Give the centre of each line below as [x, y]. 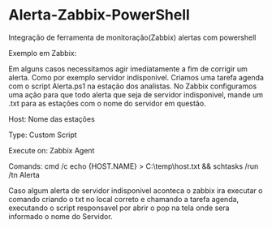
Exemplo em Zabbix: [43, 53]
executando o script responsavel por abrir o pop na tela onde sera [119, 208]
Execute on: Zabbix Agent [52, 150]
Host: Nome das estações [52, 118]
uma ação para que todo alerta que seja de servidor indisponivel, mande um [136, 94]
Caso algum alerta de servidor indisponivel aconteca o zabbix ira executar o [136, 190]
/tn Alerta [24, 174]
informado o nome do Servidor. [60, 216]
